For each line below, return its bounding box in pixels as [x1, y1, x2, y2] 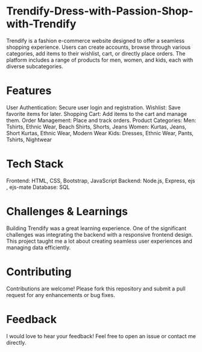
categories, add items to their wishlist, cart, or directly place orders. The [6, 50, 186, 57]
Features [6, 84, 52, 98]
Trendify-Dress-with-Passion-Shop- [6, 4, 194, 18]
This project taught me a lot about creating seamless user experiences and [6, 237, 193, 245]
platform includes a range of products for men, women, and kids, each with [6, 56, 194, 63]
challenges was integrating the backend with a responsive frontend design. [6, 231, 194, 238]
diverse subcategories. [6, 62, 63, 70]
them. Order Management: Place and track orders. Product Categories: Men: [6, 117, 197, 124]
